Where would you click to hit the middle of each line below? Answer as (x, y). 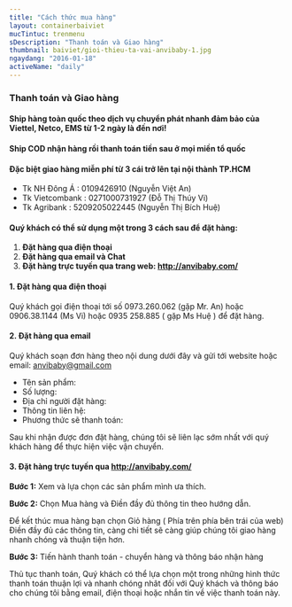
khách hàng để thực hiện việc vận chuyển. (86, 446)
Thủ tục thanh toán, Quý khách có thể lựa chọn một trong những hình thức (145, 574)
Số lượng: (39, 392)
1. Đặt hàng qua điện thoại (58, 286)
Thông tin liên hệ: (54, 410)
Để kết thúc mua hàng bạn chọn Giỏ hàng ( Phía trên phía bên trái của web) (146, 521)
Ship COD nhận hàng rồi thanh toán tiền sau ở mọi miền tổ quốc (127, 148)
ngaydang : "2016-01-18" (53, 58)
